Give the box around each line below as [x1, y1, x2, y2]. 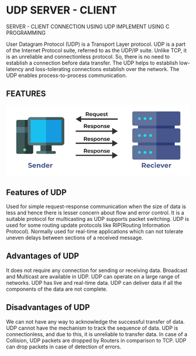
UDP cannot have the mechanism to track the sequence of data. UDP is [6, 324, 178, 331]
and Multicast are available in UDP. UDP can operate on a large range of [6, 273, 180, 280]
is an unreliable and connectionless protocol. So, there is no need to [6, 53, 170, 60]
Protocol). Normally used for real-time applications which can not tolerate [6, 228, 183, 235]
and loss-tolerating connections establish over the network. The [25, 65, 180, 72]
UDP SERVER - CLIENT [6, 4, 117, 17]
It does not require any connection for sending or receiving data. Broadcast [6, 267, 188, 274]
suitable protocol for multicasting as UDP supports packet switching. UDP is [6, 216, 189, 223]
